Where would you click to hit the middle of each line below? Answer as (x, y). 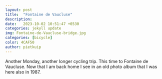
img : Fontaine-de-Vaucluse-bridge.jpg (45, 33)
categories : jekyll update (33, 28)
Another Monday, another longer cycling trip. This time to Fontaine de (77, 61)
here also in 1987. (23, 72)
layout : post (19, 10)
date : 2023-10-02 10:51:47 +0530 (42, 24)
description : (19, 19)
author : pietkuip (23, 47)
